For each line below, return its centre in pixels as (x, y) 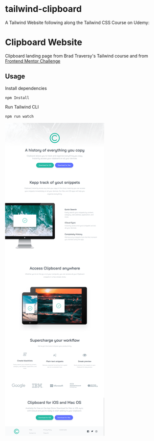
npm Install (17, 98)
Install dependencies (26, 88)
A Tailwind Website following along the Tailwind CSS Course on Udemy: (77, 22)
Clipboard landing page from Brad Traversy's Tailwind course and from (77, 56)
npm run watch (20, 116)
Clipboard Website (44, 42)
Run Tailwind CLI (22, 107)
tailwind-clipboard (44, 9)
